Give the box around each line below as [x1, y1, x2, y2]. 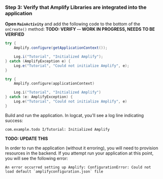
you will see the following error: [5, 155, 68, 161]
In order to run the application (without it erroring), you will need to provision [5, 145, 159, 151]
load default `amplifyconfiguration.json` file [5, 169, 104, 174]
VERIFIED [5, 31, 24, 38]
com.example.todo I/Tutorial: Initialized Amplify [5, 127, 110, 132]
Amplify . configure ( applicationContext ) [14, 81, 95, 86]
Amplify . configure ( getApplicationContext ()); [14, 45, 108, 50]
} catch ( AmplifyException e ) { [5, 59, 71, 63]
